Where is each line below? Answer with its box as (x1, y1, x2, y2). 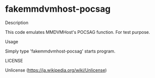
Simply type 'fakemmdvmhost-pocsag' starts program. (5, 48, 116, 54)
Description (5, 20, 28, 26)
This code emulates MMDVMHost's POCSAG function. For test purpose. (5, 29, 150, 35)
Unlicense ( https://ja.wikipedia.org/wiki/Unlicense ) (5, 67, 107, 73)
